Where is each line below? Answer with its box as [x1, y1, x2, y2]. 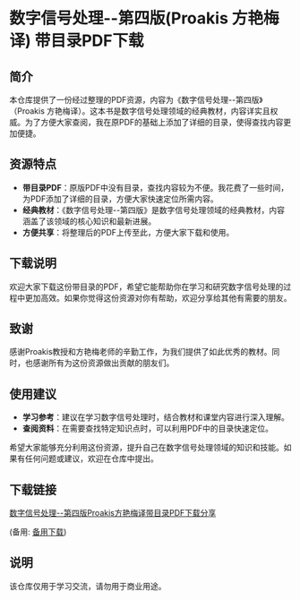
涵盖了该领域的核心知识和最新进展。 [21, 216, 157, 227]
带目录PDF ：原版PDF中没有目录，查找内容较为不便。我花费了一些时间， [21, 182, 289, 193]
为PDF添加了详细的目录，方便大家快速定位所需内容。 [21, 193, 219, 204]
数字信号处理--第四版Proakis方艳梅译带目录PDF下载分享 [9, 508, 217, 519]
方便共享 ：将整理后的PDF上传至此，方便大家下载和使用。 [21, 227, 235, 237]
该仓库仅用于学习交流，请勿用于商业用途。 [9, 580, 167, 591]
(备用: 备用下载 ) [9, 527, 67, 537]
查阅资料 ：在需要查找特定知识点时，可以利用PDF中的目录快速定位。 [21, 423, 274, 434]
